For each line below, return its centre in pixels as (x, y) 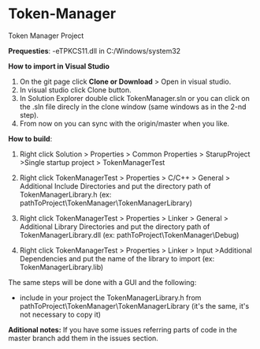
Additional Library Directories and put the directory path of (115, 227)
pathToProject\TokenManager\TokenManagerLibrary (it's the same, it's (134, 306)
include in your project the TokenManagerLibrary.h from (110, 298)
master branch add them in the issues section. (84, 338)
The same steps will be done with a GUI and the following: (102, 282)
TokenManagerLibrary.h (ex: (65, 194)
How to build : (30, 138)
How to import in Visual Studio (59, 66)
